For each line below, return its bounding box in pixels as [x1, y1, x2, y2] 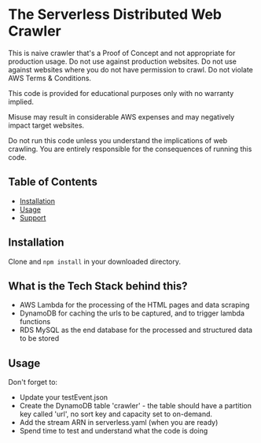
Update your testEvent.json [19, 393, 108, 402]
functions [19, 317, 51, 327]
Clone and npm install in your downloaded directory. [8, 257, 182, 266]
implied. [8, 97, 34, 106]
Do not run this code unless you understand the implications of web [8, 135, 228, 145]
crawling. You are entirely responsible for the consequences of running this [8, 144, 252, 153]
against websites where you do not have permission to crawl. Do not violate [8, 65, 253, 74]
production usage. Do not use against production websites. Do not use [8, 57, 237, 66]
